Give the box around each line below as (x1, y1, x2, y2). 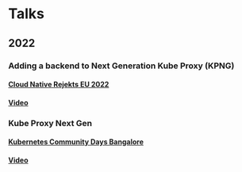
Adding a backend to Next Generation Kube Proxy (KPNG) (8, 60, 235, 71)
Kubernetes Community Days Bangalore (8, 137, 144, 147)
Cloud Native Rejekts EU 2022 (8, 80, 109, 90)
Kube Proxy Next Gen (8, 117, 93, 128)
